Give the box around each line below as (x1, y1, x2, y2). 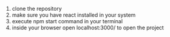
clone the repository (11, 5, 62, 12)
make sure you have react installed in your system (11, 11, 136, 18)
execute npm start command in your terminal (11, 18, 123, 24)
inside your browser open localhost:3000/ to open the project (11, 24, 164, 31)
